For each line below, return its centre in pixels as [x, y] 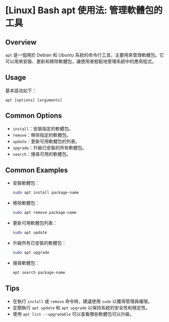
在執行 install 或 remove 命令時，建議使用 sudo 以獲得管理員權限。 [82, 301]
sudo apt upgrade [31, 253]
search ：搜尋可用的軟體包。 [42, 154]
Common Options [34, 116]
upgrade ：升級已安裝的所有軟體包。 [49, 147]
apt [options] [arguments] [34, 100]
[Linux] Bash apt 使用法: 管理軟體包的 [84, 10]
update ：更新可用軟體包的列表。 [46, 141]
